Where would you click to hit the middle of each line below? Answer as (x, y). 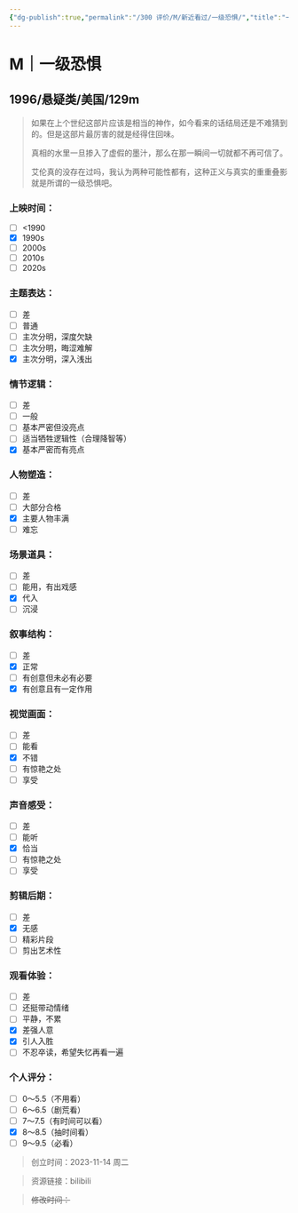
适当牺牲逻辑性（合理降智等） (76, 439)
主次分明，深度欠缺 (57, 336)
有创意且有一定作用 (57, 689)
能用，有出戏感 (49, 587)
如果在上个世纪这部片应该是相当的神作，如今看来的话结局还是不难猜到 (159, 123)
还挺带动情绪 (45, 1008)
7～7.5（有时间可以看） (65, 1121)
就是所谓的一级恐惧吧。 (74, 182)
